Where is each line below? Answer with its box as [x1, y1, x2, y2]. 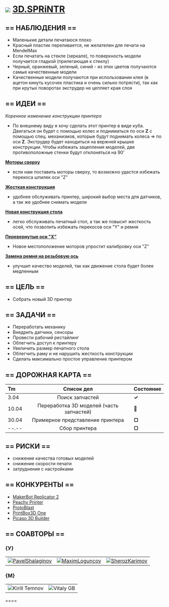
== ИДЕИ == [5, 100, 46, 108]
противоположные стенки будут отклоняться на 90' [12, 149, 125, 155]
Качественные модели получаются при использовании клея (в [12, 74, 149, 80]
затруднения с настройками [12, 466, 74, 472]
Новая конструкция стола [5, 209, 63, 215]
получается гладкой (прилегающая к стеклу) [12, 58, 110, 64]
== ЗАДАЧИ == [5, 311, 56, 319]
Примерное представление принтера [32, 416, 124, 423]
